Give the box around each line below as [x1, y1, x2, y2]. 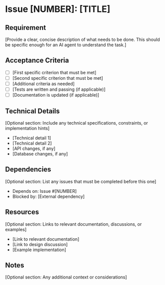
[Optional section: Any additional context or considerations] [5, 274, 127, 280]
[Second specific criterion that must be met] [12, 75, 103, 81]
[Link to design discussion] [12, 241, 68, 247]
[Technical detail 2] [12, 140, 52, 146]
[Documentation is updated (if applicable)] [12, 92, 99, 98]
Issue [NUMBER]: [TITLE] [5, 3, 111, 15]
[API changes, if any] [12, 145, 56, 151]
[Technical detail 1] [12, 135, 51, 141]
